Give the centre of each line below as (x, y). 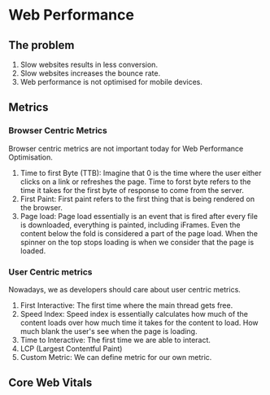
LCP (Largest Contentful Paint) (71, 349)
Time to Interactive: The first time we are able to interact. (115, 340)
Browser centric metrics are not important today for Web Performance (126, 148)
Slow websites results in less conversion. (89, 64)
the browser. (41, 207)
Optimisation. (30, 157)
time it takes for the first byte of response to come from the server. (132, 190)
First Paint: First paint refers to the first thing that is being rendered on (137, 199)
